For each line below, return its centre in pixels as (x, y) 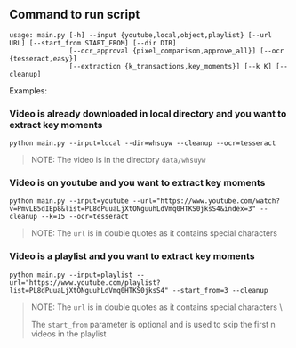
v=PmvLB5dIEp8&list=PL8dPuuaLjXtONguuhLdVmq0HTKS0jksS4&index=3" (132, 209)
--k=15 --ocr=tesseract (85, 217)
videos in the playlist (68, 334)
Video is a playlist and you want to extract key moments (132, 256)
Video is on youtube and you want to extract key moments (137, 183)
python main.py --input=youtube (69, 201)
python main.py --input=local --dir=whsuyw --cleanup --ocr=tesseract (143, 143)
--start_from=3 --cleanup (220, 290)
